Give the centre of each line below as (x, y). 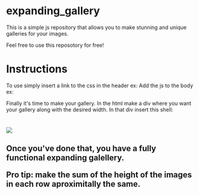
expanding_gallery (53, 11)
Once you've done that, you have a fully (81, 148)
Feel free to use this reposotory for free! (55, 45)
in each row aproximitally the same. (73, 184)
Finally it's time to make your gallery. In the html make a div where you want (99, 103)
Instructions (37, 69)
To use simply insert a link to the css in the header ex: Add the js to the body (100, 85)
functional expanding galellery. (65, 158)
